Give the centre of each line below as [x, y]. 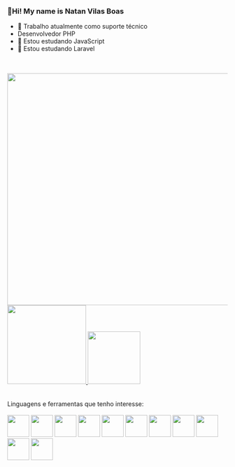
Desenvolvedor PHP [46, 34]
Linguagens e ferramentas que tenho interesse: [76, 404]
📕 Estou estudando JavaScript [61, 41]
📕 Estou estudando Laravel [56, 49]
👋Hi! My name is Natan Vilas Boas [66, 11]
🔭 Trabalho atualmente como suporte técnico [83, 27]
